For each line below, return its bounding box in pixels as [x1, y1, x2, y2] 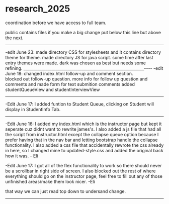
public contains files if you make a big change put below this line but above [5, 29, 161, 35]
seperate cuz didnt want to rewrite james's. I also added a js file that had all [5, 126, 161, 132]
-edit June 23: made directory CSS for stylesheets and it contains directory [5, 49, 161, 55]
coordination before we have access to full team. [5, 20, 107, 26]
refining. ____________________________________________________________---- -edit [5, 65, 163, 71]
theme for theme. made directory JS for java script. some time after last [5, 54, 153, 60]
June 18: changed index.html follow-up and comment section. [5, 70, 133, 76]
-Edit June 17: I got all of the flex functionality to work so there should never [5, 162, 162, 168]
